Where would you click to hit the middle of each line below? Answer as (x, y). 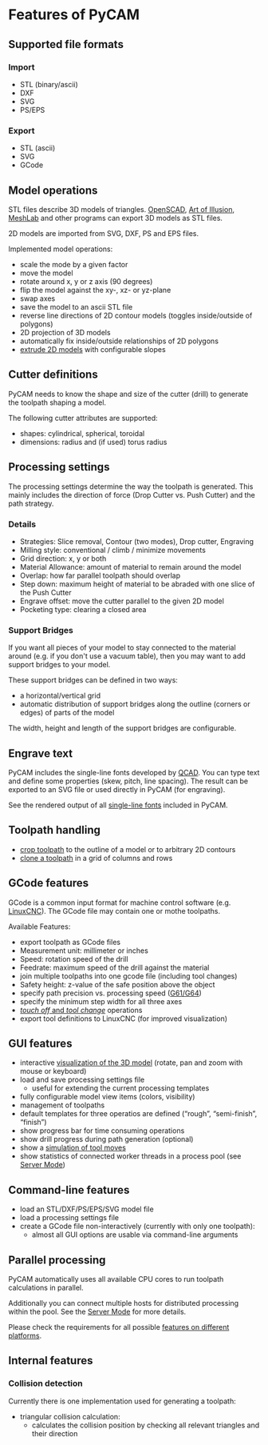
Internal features (51, 1361)
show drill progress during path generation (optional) (106, 1139)
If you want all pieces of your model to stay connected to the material (122, 648)
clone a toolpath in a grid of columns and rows (96, 858)
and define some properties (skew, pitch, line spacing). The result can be (128, 781)
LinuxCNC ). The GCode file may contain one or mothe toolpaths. (114, 911)
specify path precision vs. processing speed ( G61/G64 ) (110, 993)
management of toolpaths (62, 1105)
